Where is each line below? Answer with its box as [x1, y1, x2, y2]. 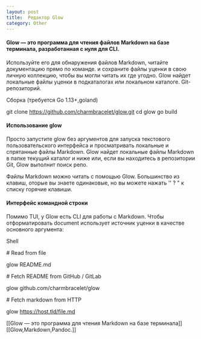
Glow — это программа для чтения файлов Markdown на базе [6, 39, 170, 46]
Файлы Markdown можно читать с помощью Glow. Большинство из [6, 173, 180, 180]
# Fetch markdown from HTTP [6, 296, 81, 303]
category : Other [6, 20, 47, 26]
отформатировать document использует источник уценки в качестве [6, 219, 185, 226]
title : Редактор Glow [6, 15, 63, 21]
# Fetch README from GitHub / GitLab [6, 272, 101, 280]
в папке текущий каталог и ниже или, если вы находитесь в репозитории [6, 154, 196, 162]
